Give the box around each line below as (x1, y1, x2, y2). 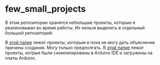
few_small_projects (5, 3, 86, 15)
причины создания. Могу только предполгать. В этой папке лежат (5, 44, 144, 50)
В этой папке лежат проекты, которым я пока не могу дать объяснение (5, 39, 155, 45)
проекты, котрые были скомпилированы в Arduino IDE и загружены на (5, 50, 153, 56)
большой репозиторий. (5, 30, 54, 36)
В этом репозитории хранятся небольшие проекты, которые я (5, 20, 136, 25)
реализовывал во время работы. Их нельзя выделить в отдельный (5, 24, 145, 30)
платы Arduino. (5, 55, 36, 61)
